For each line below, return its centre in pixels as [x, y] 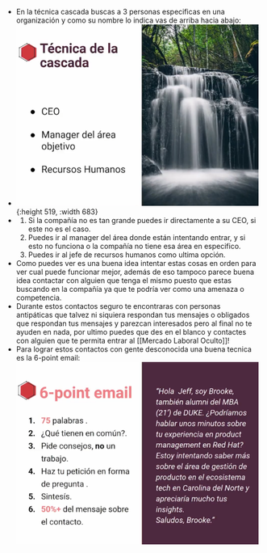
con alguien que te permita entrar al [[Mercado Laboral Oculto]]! [123, 341]
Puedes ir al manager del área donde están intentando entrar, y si [137, 238]
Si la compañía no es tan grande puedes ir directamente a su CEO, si [142, 221]
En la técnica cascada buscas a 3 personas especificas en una [121, 12]
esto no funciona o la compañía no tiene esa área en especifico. [134, 247]
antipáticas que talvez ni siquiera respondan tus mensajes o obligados [133, 315]
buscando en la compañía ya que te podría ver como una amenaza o [130, 289]
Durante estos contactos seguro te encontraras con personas [118, 306]
